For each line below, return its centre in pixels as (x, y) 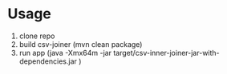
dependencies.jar (48, 61)
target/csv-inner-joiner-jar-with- (166, 53)
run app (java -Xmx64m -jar (65, 53)
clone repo (37, 36)
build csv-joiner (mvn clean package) (81, 44)
